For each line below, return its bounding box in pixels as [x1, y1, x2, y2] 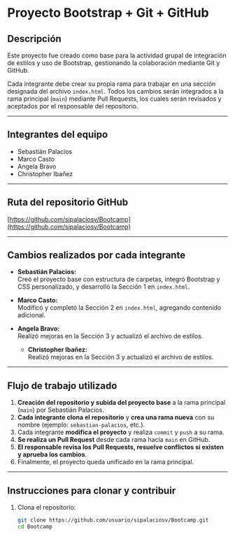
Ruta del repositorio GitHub [7, 196, 129, 208]
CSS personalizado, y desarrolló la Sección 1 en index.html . [17, 282, 190, 291]
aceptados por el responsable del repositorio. [7, 102, 138, 110]
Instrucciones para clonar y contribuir [7, 485, 176, 496]
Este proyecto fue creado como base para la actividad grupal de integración [7, 51, 227, 59]
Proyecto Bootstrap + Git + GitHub [7, 5, 209, 21]
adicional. [17, 311, 45, 320]
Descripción [7, 33, 62, 45]
